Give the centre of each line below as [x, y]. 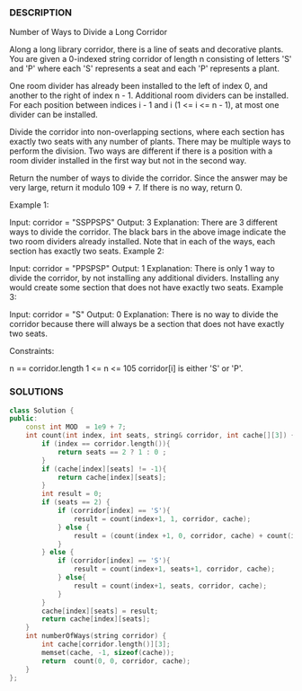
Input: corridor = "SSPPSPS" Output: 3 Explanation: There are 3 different [144, 223]
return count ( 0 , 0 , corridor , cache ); [116, 661]
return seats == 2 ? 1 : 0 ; [112, 452]
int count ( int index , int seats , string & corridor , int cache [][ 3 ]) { [160, 436]
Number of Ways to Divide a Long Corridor [89, 32]
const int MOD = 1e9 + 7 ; [76, 427]
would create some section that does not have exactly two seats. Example [147, 288]
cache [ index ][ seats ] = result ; [100, 611]
